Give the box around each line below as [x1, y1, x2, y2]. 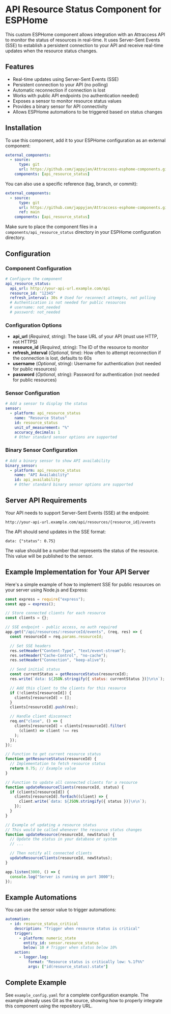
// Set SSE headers [10, 643, 51, 648]
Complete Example [5, 978, 67, 987]
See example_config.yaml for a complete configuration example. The [5, 991, 149, 998]
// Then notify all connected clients [10, 851, 93, 856]
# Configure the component [5, 276, 63, 281]
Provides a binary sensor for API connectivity [12, 103, 108, 109]
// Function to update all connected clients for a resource [5, 780, 138, 785]
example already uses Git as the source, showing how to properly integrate [5, 997, 163, 1003]
